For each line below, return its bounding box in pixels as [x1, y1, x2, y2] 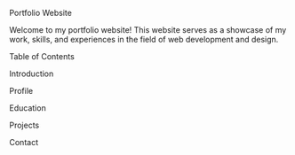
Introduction [9, 68, 54, 79]
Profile [9, 86, 34, 96]
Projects [9, 120, 40, 130]
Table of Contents [9, 51, 76, 61]
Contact [9, 137, 38, 147]
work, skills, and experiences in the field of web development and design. [9, 35, 279, 44]
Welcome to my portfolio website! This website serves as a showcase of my [9, 25, 287, 35]
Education [9, 103, 46, 113]
